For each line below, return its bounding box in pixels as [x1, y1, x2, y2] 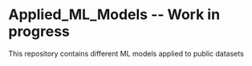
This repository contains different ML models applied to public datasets [8, 49, 245, 58]
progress [8, 22, 70, 41]
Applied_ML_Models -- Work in [8, 6, 221, 24]
